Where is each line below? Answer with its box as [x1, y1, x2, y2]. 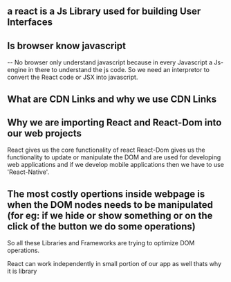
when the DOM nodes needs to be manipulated [7, 199, 213, 211]
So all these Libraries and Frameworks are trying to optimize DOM [7, 239, 195, 247]
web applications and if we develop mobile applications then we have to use [7, 161, 225, 169]
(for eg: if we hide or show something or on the [7, 209, 213, 221]
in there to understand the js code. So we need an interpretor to [28, 66, 210, 74]
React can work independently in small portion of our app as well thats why [7, 260, 222, 268]
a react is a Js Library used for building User [7, 6, 201, 17]
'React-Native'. [7, 168, 50, 176]
